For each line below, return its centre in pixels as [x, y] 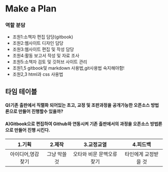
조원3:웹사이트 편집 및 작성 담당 [43, 49]
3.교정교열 [95, 144]
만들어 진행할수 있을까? [41, 111]
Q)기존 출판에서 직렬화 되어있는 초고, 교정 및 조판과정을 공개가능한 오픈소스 [77, 105]
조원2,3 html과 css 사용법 [38, 74]
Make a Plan [31, 9]
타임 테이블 [21, 91]
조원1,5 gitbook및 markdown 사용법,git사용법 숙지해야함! [68, 68]
